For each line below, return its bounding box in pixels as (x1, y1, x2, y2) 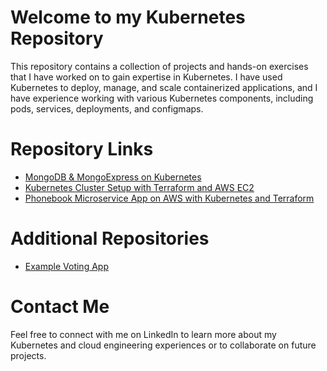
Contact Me (10, 296, 110, 318)
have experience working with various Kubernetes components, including (10, 92, 314, 104)
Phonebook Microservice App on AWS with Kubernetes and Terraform (24, 192, 315, 204)
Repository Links (10, 138, 154, 161)
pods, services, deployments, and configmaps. (10, 102, 204, 115)
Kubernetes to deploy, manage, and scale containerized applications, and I (10, 81, 318, 93)
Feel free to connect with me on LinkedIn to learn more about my (10, 328, 277, 340)
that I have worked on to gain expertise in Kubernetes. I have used (10, 71, 283, 83)
